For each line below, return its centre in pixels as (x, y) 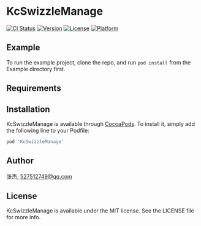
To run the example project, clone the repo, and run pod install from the (99, 62)
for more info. (24, 217)
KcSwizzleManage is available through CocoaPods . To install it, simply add (100, 123)
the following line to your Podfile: (48, 130)
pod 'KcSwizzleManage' (35, 142)
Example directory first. (36, 69)
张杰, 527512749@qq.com (39, 176)
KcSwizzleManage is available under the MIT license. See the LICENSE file (100, 211)
